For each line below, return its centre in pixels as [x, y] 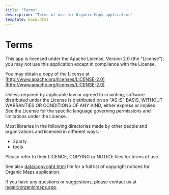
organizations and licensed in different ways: [52, 132]
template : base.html [27, 19]
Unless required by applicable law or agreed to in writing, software [75, 95]
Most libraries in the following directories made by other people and [76, 126]
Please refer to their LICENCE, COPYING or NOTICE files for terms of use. [82, 157]
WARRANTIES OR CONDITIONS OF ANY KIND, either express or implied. [81, 105]
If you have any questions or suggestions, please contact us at [71, 182]
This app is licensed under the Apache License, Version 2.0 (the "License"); [85, 59]
